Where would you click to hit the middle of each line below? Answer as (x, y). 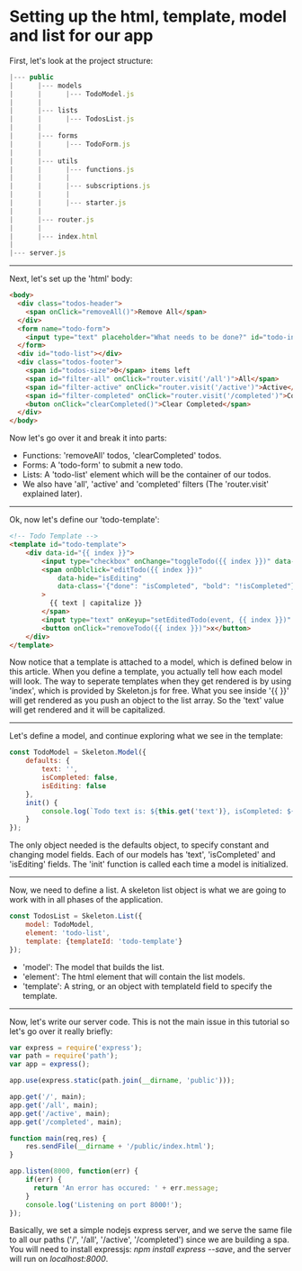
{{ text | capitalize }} (96, 604)
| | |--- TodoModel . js (72, 94)
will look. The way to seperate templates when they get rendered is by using (151, 681)
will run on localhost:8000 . (59, 1259)
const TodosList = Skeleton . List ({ (76, 916)
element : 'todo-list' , (68, 933)
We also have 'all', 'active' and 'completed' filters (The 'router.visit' (146, 485)
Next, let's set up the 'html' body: (71, 279)
